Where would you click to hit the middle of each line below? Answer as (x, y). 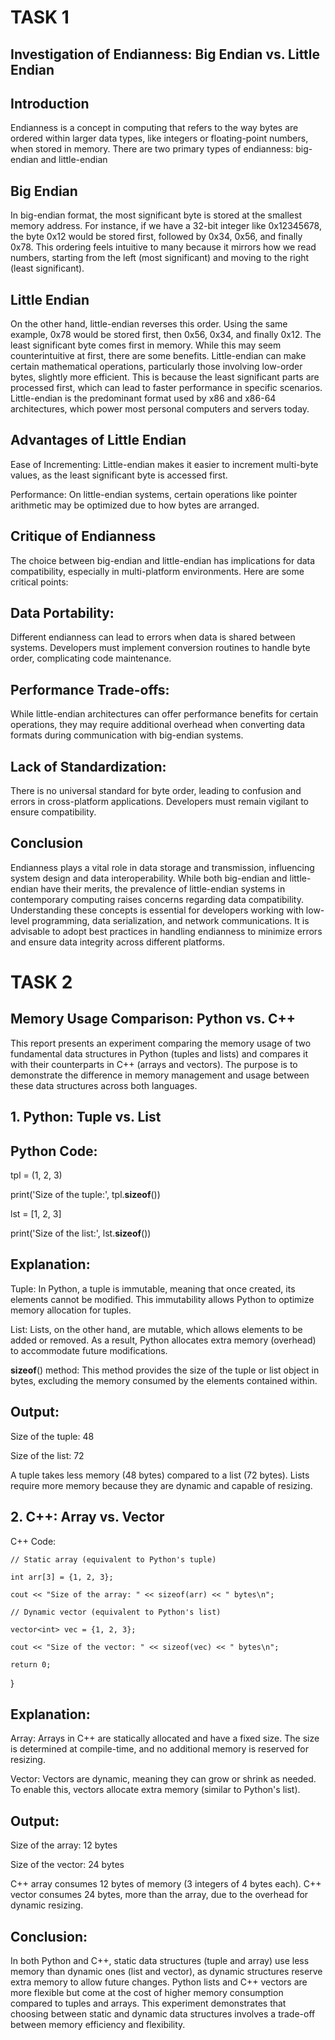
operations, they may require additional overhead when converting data (158, 725)
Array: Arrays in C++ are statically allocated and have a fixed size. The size (165, 1738)
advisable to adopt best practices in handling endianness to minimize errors (166, 931)
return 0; (31, 1664)
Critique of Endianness (83, 536)
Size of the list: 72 (47, 1455)
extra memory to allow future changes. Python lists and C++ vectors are (159, 1982)
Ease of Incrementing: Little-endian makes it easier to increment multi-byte (164, 464)
